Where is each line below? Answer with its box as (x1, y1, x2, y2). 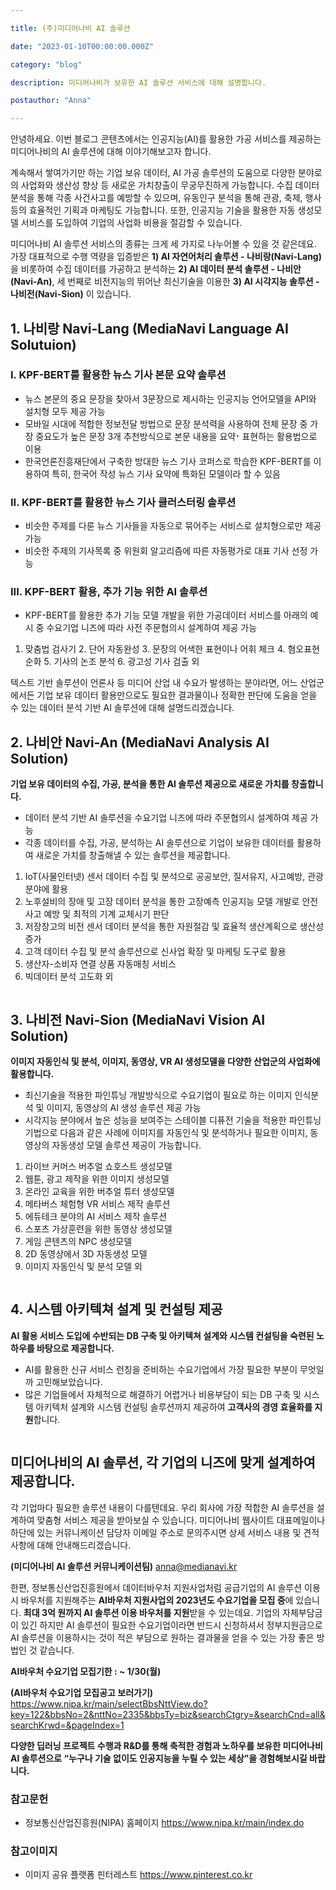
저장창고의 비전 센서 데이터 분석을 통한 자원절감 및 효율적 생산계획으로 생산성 (24, 921, 325, 933)
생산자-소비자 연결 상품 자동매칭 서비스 (24, 958, 177, 970)
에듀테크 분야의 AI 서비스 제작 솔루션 (24, 1211, 168, 1223)
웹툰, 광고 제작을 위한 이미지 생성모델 (24, 1173, 170, 1185)
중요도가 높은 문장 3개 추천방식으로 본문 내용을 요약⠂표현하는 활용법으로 (35, 430, 318, 442)
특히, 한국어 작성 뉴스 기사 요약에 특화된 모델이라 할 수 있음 (51, 467, 281, 480)
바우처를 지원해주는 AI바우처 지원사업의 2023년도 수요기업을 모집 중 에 (20, 1594, 294, 1606)
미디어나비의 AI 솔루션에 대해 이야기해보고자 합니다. (10, 146, 212, 158)
